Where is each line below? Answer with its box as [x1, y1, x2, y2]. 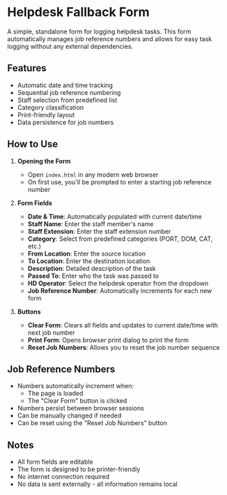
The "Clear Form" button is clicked [27, 397, 127, 405]
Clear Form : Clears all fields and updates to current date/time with [27, 320, 218, 329]
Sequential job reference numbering [17, 88, 121, 96]
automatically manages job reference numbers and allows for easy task [7, 34, 212, 43]
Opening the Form [17, 156, 71, 165]
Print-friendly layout [17, 110, 75, 119]
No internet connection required [17, 473, 110, 481]
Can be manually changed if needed [17, 411, 122, 420]
